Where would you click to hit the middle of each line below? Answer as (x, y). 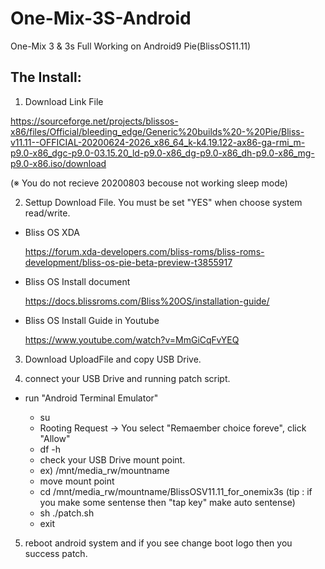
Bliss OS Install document (77, 281)
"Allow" (55, 438)
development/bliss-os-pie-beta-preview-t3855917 (128, 262)
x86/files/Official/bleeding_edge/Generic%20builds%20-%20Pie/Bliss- (157, 131)
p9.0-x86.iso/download (58, 163)
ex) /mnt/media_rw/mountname (104, 470)
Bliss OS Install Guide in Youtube (92, 320)
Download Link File (64, 101)
